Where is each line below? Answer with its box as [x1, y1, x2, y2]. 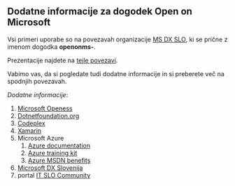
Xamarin [17, 126, 42, 135]
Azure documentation [27, 141, 91, 150]
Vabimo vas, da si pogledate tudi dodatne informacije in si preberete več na [7, 69, 225, 78]
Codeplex [17, 119, 45, 127]
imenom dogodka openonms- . [7, 42, 96, 51]
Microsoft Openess [17, 104, 73, 113]
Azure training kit [27, 148, 78, 157]
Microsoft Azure [17, 134, 64, 142]
